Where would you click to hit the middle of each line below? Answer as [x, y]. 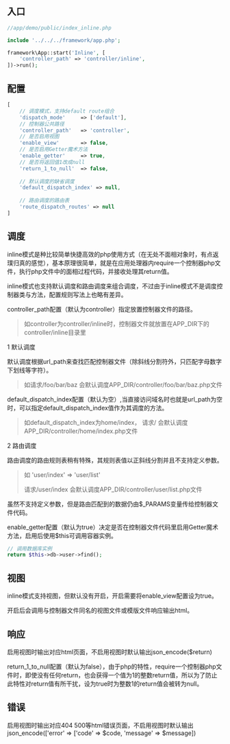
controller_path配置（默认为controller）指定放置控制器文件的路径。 [102, 309]
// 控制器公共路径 [42, 124]
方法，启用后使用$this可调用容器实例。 [62, 535]
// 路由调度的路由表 [44, 200]
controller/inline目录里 [55, 332]
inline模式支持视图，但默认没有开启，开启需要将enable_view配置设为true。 [112, 596]
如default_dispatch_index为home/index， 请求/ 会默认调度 [106, 422]
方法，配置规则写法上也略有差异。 [79, 294]
